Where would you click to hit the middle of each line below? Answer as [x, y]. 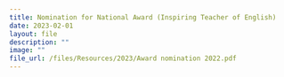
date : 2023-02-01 [41, 26]
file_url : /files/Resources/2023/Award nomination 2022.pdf [123, 58]
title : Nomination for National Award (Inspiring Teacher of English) [143, 17]
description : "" [39, 42]
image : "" [28, 50]
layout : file [33, 34]
